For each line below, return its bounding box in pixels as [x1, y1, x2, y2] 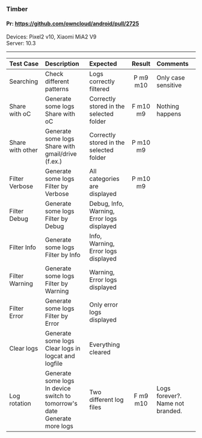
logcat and [44, 352, 75, 360]
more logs [44, 422, 73, 430]
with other [9, 146, 38, 154]
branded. [156, 407, 182, 415]
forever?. [156, 392, 182, 400]
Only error [89, 300, 118, 309]
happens [156, 110, 182, 118]
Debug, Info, [89, 200, 124, 208]
